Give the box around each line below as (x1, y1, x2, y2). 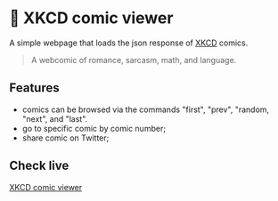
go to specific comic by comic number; (21, 123, 167, 133)
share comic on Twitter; (21, 133, 110, 143)
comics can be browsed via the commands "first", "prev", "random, (21, 104, 270, 115)
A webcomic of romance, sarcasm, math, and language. (30, 54, 237, 65)
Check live (9, 158, 69, 173)
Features (9, 80, 60, 96)
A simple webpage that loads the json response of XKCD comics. (9, 37, 249, 48)
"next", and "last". (21, 113, 88, 124)
